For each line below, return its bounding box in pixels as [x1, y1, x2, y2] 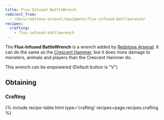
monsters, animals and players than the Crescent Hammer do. [5, 55, 132, 60]
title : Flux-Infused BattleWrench [5, 7, 77, 12]
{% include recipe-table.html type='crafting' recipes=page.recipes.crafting [5, 105, 159, 111]
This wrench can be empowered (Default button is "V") [5, 64, 118, 70]
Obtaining [5, 78, 37, 87]
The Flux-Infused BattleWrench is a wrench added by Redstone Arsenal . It [5, 44, 159, 50]
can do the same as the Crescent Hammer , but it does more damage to [5, 49, 151, 55]
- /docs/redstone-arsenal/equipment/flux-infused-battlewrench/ [9, 16, 146, 21]
